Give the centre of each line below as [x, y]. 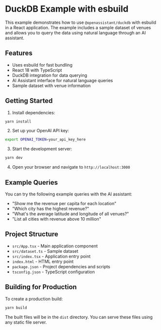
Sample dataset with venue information [51, 86]
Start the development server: [42, 149]
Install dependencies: [34, 112]
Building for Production [41, 287]
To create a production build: [34, 299]
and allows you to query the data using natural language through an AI [75, 33]
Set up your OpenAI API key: [41, 131]
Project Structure [32, 234]
